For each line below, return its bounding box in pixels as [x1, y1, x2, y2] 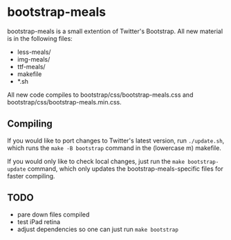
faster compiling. [7, 172, 55, 180]
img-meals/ [17, 55, 50, 63]
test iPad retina [17, 217, 61, 225]
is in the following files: [7, 34, 73, 42]
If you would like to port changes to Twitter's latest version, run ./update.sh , [7, 136, 225, 145]
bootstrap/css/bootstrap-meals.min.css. [7, 98, 122, 106]
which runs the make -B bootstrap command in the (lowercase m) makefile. [7, 143, 221, 152]
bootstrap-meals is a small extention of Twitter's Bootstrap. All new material [7, 27, 223, 35]
